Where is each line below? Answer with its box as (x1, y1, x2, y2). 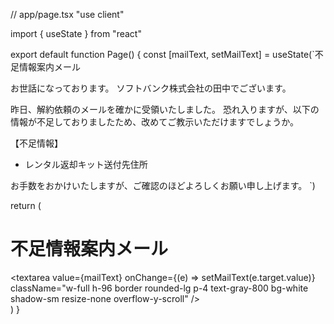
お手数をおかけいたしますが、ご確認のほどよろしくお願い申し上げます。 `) (10, 180, 316, 191)
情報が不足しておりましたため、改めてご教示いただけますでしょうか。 (10, 116, 300, 128)
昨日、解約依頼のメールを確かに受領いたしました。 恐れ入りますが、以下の (10, 104, 320, 115)
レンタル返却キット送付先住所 (24, 159, 148, 170)
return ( (10, 200, 42, 211)
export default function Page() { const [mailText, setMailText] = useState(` (10, 49, 315, 60)
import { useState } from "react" (10, 28, 142, 39)
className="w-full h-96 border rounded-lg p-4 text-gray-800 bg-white (10, 282, 309, 294)
